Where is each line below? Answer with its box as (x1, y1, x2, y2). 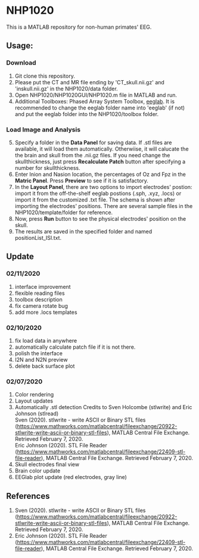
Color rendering (14, 391, 54, 398)
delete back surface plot (14, 362, 75, 370)
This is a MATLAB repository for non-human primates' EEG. (6, 23, 152, 31)
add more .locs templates (14, 309, 77, 316)
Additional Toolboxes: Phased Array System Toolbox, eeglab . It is (14, 97, 175, 105)
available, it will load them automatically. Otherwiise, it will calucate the (14, 145, 189, 153)
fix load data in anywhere (14, 337, 77, 344)
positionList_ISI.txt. (14, 234, 61, 241)
